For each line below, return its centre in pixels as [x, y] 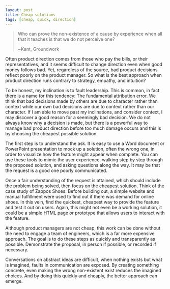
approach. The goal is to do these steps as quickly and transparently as [80, 239]
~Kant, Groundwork [38, 49]
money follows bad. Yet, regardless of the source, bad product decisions [81, 70]
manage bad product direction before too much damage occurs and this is [83, 128]
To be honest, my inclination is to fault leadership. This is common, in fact [82, 91]
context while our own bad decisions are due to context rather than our [80, 107]
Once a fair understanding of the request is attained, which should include [83, 181]
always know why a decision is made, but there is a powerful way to [77, 123]
